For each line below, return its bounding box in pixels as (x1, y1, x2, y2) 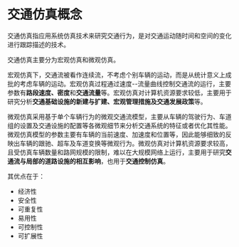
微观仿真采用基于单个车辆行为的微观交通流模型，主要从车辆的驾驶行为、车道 (7, 112, 232, 121)
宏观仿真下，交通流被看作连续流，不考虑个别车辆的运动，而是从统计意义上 (7, 70, 225, 79)
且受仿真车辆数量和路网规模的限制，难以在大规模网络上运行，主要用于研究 (7, 147, 225, 157)
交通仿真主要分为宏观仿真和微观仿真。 (7, 55, 119, 64)
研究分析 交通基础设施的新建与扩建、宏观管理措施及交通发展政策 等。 (7, 97, 207, 105)
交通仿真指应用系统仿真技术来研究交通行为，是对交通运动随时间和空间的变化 (7, 31, 232, 40)
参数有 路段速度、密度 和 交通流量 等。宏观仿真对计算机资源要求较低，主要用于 (7, 88, 232, 97)
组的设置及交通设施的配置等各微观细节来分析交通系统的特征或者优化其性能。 (7, 121, 232, 130)
